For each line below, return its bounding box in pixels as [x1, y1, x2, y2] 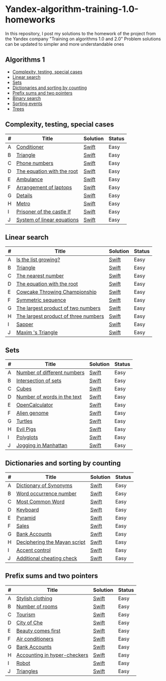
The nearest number [16, 272, 64, 279]
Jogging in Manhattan [16, 442, 68, 449]
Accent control [16, 547, 51, 554]
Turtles [16, 418, 33, 425]
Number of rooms [16, 603, 58, 610]
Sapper [16, 321, 34, 328]
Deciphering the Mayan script [16, 539, 85, 546]
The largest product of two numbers [16, 305, 101, 312]
